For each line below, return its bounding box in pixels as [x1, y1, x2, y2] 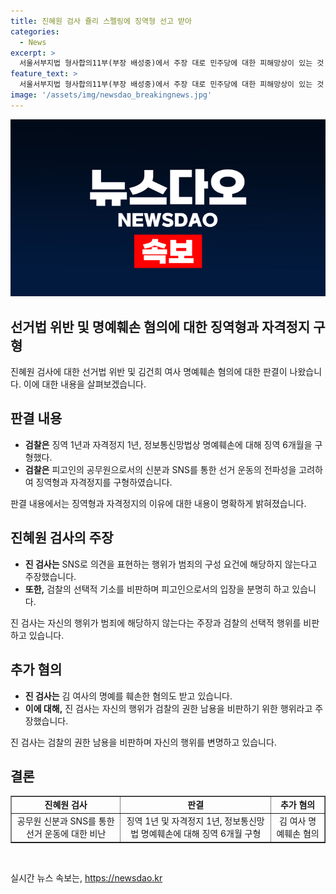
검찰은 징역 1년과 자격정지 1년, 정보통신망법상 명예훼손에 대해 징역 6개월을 [24, 438, 313, 450]
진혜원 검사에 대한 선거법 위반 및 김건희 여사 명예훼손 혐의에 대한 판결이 [10, 366, 288, 378]
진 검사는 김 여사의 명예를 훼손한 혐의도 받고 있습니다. [24, 690, 233, 702]
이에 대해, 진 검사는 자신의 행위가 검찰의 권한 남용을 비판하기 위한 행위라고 [24, 702, 313, 714]
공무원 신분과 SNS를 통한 [16, 815, 115, 827]
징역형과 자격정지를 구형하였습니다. [35, 476, 173, 488]
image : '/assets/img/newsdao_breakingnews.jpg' [10, 90, 213, 100]
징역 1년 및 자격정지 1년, [126, 815, 223, 827]
